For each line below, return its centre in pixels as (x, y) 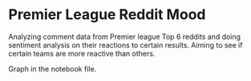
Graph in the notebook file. (53, 68)
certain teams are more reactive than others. (82, 53)
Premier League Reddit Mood (107, 15)
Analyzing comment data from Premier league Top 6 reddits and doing (125, 37)
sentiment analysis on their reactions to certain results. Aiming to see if (125, 44)
